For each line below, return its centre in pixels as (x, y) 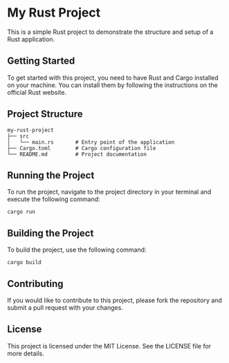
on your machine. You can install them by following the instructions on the (112, 85)
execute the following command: (54, 199)
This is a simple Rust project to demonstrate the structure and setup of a (110, 32)
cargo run (21, 212)
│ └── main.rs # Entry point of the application (91, 142)
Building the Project (51, 233)
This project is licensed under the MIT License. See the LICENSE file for (109, 346)
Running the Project (51, 175)
